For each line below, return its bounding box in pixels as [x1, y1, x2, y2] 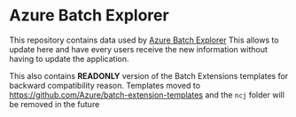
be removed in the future [9, 98, 100, 109]
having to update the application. [9, 53, 130, 64]
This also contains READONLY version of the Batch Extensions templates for [9, 70, 289, 81]
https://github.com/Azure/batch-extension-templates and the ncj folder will [9, 90, 285, 100]
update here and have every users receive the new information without [9, 43, 268, 54]
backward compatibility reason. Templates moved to [9, 80, 201, 90]
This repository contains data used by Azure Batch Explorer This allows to [9, 35, 279, 45]
